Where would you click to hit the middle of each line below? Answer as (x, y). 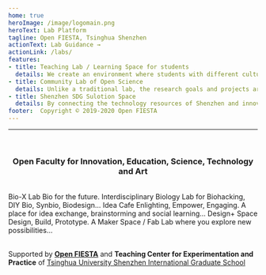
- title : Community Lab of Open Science (76, 81)
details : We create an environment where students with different (127, 74)
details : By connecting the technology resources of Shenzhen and (127, 104)
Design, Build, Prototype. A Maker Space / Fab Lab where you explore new (130, 222)
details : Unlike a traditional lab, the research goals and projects (132, 89)
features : (25, 60)
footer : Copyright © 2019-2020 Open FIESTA (83, 111)
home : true (26, 15)
